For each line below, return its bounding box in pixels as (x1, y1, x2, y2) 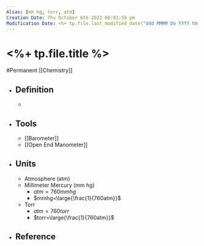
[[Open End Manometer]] (24, 141, 88, 148)
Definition (15, 84, 54, 95)
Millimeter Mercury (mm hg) (24, 181, 95, 189)
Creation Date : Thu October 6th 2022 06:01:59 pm (6, 15, 136, 21)
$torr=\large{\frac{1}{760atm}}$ (33, 214, 115, 221)
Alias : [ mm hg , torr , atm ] (6, 9, 75, 15)
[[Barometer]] (24, 134, 59, 142)
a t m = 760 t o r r (33, 207, 70, 214)
